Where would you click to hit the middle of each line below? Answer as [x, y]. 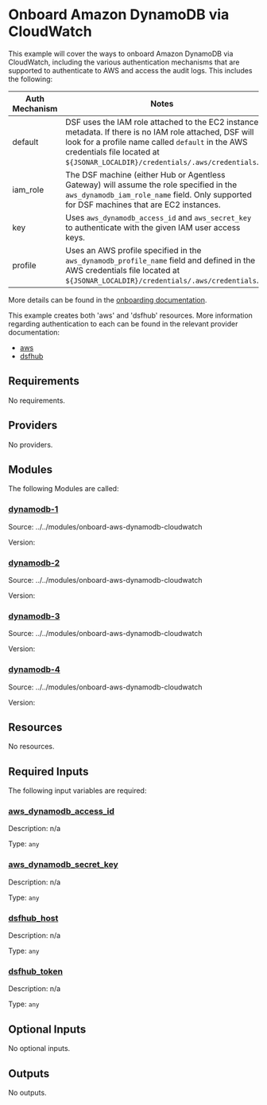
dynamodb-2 [34, 563]
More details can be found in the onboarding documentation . [108, 299]
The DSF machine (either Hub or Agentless [145, 174]
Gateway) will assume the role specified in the [151, 185]
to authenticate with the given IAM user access [153, 227]
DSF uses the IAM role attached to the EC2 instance [162, 122]
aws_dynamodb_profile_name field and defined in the [160, 260]
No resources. [31, 747]
